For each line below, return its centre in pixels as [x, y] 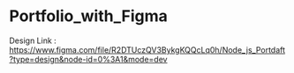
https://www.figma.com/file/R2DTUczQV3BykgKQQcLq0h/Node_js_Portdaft [147, 49]
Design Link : [33, 40]
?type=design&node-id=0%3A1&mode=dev [88, 59]
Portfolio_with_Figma [88, 16]
